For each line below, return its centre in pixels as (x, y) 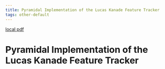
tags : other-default (27, 15)
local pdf (15, 29)
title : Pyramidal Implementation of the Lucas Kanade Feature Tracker (82, 10)
